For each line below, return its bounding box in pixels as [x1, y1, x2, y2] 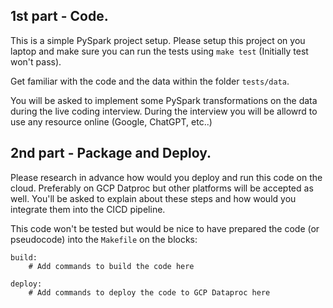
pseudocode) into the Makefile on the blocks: [10, 233, 198, 245]
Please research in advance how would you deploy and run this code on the [10, 171, 323, 183]
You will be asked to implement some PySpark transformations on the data [10, 94, 318, 106]
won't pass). [10, 55, 62, 68]
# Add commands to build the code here [28, 261, 195, 271]
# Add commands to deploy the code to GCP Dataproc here [28, 287, 271, 298]
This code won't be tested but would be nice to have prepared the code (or [10, 222, 320, 234]
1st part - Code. [10, 8, 109, 25]
